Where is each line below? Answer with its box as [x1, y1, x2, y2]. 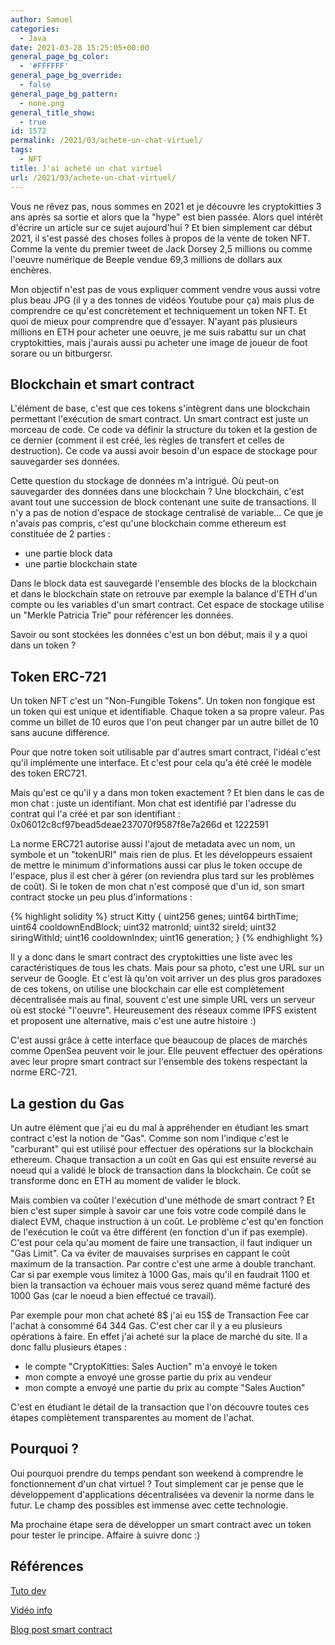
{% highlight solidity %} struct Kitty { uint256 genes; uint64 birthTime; [10, 911, 299, 923]
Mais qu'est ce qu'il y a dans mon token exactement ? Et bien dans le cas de [10, 787, 325, 799]
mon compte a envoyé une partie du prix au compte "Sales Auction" [24, 1381, 306, 1393]
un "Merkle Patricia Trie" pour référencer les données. [10, 609, 234, 621]
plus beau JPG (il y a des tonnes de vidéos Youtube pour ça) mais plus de [10, 294, 315, 306]
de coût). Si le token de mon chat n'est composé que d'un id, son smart [10, 881, 305, 893]
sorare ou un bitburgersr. [10, 347, 113, 359]
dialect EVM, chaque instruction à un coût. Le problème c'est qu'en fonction [10, 1215, 324, 1227]
